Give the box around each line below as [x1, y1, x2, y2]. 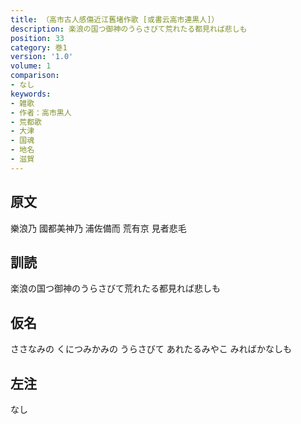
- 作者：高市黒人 [10, 107, 72, 118]
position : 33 [10, 33, 65, 43]
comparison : [10, 71, 60, 81]
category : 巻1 [10, 42, 68, 53]
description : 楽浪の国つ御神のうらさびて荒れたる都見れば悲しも [10, 24, 248, 34]
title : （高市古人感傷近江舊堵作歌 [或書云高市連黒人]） [10, 14, 220, 25]
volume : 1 [10, 61, 52, 71]
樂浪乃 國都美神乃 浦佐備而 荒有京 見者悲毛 [10, 222, 187, 234]
